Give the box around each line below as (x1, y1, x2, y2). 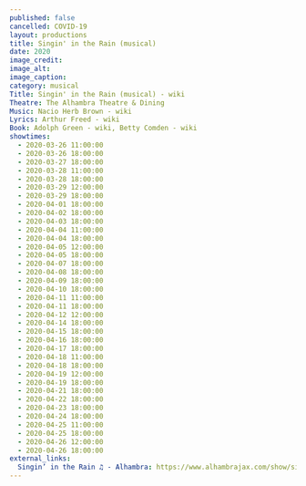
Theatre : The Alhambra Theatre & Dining (9, 98, 166, 108)
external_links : (9, 454, 71, 463)
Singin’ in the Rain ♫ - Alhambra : (17, 462, 153, 472)
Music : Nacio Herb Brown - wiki (9, 107, 132, 116)
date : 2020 (9, 47, 51, 57)
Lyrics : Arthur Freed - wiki (9, 115, 120, 124)
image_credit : (9, 56, 64, 65)
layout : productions (9, 30, 88, 39)
